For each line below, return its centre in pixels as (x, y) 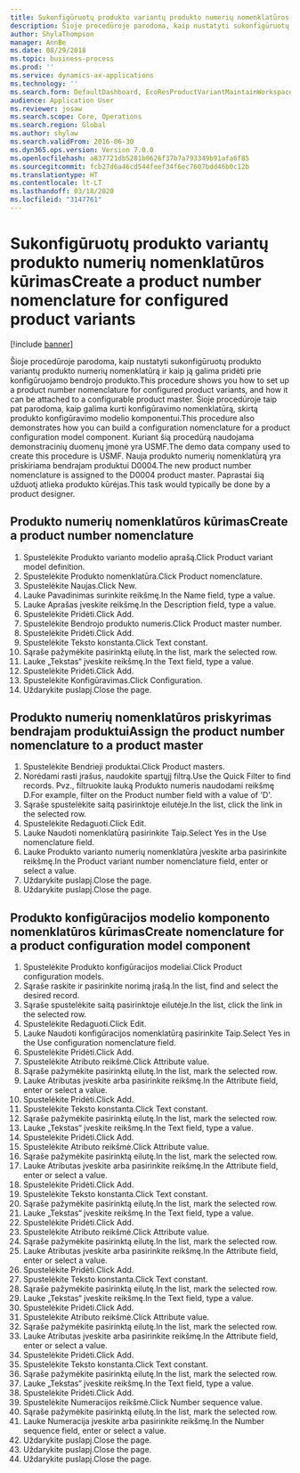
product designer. (43, 493)
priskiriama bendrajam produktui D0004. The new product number (131, 465)
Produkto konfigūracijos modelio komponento (140, 918)
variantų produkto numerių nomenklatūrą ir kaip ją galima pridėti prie (136, 370)
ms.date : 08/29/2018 (49, 51)
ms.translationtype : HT (54, 175)
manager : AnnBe (38, 42)
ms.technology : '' (44, 84)
